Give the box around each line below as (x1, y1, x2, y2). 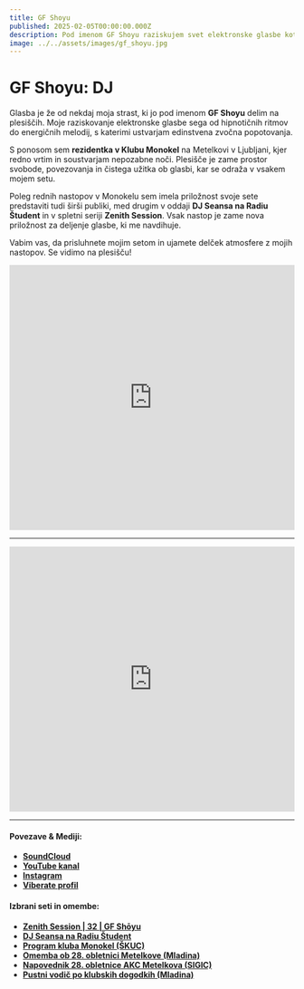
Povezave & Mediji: (9, 830, 83, 841)
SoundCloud (22, 851, 71, 862)
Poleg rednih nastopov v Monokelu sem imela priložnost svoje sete (9, 191, 259, 202)
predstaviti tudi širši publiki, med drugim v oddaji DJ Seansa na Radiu (9, 200, 269, 211)
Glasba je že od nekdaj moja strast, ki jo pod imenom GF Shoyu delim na (9, 108, 280, 119)
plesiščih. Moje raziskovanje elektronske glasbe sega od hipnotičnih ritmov (9, 117, 289, 128)
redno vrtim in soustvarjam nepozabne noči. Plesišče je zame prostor (9, 154, 268, 165)
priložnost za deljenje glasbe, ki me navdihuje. (9, 219, 182, 231)
